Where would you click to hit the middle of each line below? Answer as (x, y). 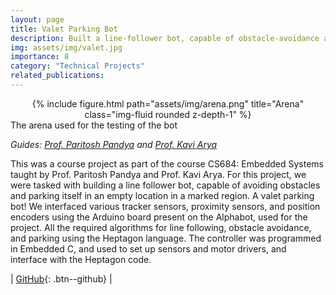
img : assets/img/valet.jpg (66, 47)
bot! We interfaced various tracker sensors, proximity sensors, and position (165, 206)
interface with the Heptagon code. (81, 259)
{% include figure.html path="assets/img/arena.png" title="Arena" (168, 103)
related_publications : (57, 76)
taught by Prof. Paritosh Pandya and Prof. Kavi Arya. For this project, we (158, 174)
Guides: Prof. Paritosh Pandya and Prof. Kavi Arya (114, 144)
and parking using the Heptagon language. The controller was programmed (166, 238)
